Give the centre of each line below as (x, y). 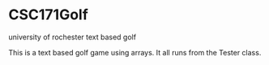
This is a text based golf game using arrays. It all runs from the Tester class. (135, 52)
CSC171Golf (49, 15)
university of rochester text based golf (72, 37)
